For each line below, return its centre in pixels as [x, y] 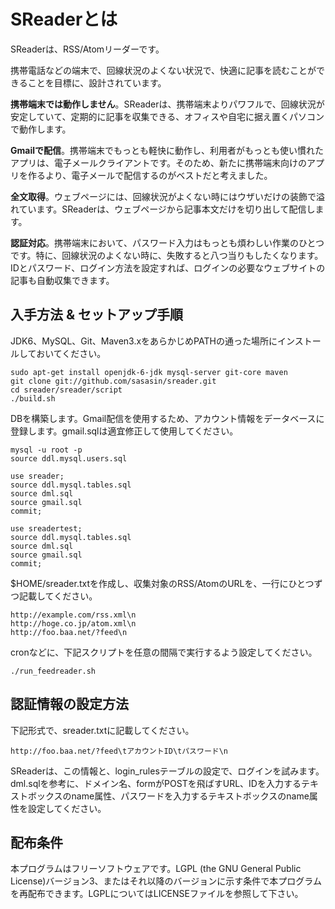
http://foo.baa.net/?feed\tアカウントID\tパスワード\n [119, 751]
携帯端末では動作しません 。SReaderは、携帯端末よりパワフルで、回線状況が [167, 104]
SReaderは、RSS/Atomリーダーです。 [87, 49]
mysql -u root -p [46, 450]
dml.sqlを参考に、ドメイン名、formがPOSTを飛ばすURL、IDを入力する [156, 783]
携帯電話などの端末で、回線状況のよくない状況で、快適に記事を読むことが [163, 70]
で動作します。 [41, 129]
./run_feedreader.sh [53, 671]
